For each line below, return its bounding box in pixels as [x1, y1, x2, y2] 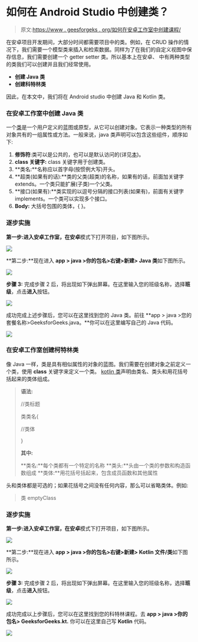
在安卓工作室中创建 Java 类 [6, 109, 84, 117]
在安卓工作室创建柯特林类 [6, 346, 79, 354]
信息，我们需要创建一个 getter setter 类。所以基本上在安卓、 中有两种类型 [11, 53, 190, 60]
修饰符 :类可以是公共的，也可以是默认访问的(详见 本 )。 [14, 151, 144, 158]
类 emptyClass [20, 494, 57, 501]
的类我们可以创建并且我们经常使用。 [6, 60, 94, 68]
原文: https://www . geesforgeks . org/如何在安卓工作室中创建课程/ [20, 26, 181, 33]
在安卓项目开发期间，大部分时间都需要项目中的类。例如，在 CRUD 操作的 [6, 38, 184, 45]
